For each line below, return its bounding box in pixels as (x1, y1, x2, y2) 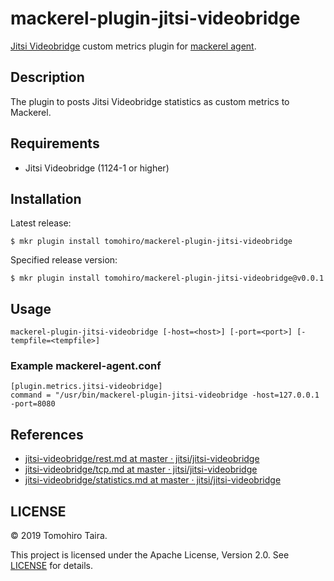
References (10, 426, 84, 443)
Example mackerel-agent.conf (10, 359, 162, 373)
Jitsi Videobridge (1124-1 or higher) (24, 162, 170, 174)
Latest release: (10, 217, 72, 229)
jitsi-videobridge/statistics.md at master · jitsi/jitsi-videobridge (24, 474, 282, 486)
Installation (10, 190, 82, 207)
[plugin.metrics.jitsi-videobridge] (10, 382, 163, 392)
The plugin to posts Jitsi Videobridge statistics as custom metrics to (10, 95, 290, 107)
